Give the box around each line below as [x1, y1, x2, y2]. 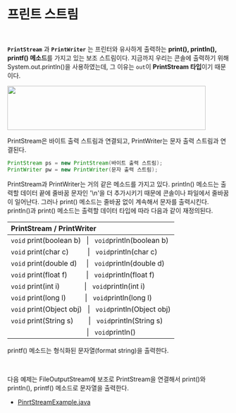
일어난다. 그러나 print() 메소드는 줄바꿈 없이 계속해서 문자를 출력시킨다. [14, 197, 209, 205]
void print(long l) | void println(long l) [11, 292, 153, 302]
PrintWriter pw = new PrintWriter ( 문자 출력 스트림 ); [7, 166, 159, 173]
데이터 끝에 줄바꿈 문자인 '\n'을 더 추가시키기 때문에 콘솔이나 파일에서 [20, 188, 211, 197]
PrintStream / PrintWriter [11, 223, 97, 233]
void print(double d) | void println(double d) [11, 258, 165, 268]
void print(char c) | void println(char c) [11, 246, 158, 256]
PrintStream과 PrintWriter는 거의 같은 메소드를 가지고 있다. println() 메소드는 [7, 179, 220, 188]
